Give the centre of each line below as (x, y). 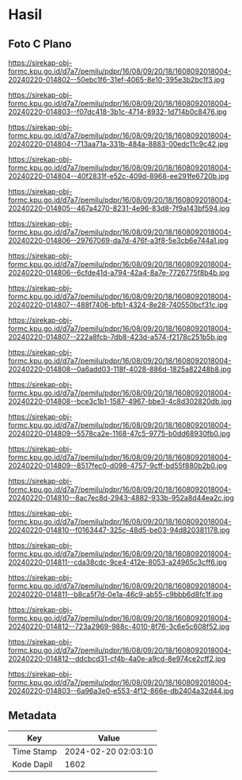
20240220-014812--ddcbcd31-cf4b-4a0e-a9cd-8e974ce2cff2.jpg (117, 658)
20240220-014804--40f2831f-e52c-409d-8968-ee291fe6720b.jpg (119, 176)
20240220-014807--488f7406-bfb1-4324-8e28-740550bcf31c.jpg (118, 305)
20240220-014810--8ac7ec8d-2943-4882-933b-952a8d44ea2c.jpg (121, 498)
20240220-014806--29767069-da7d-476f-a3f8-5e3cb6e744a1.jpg (119, 240)
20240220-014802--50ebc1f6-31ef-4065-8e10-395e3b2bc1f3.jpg (117, 80)
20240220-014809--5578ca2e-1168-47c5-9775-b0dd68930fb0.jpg (119, 434)
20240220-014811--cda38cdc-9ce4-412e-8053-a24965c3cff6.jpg (118, 562)
